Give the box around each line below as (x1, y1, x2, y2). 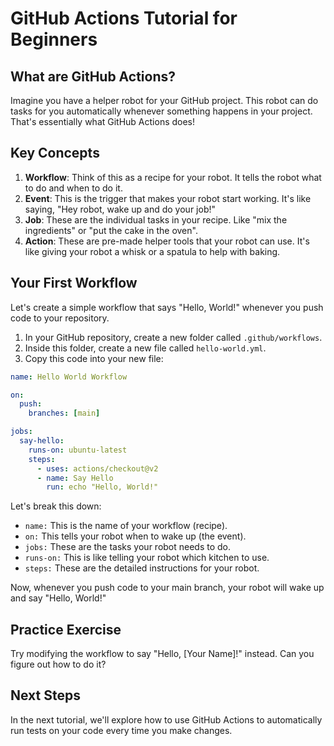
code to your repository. (10, 312, 110, 324)
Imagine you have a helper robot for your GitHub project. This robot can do (10, 95, 319, 106)
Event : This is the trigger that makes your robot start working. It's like (24, 192, 312, 204)
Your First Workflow (10, 275, 138, 292)
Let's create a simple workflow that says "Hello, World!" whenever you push (10, 301, 324, 313)
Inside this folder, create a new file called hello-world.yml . (24, 342, 267, 354)
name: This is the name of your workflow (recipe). (24, 520, 228, 532)
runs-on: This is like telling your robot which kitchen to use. (24, 552, 270, 564)
